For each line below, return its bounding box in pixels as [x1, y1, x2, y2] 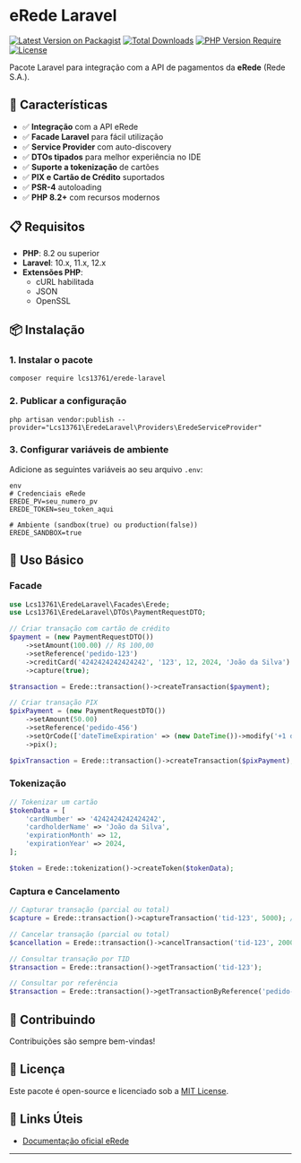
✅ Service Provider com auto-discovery [21, 141, 172, 152]
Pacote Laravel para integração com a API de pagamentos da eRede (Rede [9, 62, 286, 73]
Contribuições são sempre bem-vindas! [9, 1036, 156, 1047]
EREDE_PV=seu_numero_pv [9, 496, 99, 506]
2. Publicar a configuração [9, 395, 127, 408]
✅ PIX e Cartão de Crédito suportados [21, 171, 166, 182]
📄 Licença [9, 1062, 65, 1077]
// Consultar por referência [9, 978, 118, 988]
